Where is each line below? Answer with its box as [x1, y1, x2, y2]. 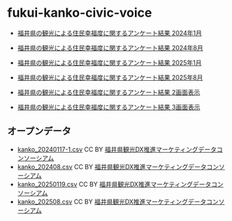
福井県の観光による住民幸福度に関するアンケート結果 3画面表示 [17, 102, 201, 111]
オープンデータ [7, 125, 71, 137]
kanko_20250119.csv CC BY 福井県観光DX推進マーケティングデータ [17, 180, 212, 188]
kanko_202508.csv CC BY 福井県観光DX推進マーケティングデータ [17, 197, 207, 206]
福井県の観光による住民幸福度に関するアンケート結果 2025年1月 [17, 58, 202, 67]
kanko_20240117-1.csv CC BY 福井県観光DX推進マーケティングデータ [17, 145, 217, 153]
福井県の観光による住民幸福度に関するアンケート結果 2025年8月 [17, 73, 203, 82]
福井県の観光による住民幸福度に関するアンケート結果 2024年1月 [17, 29, 203, 37]
